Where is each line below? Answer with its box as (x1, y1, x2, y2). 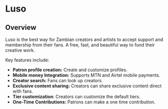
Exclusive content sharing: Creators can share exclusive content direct (12, 83, 162, 89)
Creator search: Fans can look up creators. (12, 78, 103, 83)
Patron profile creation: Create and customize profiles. (12, 67, 128, 73)
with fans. (12, 88, 33, 94)
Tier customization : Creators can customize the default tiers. (12, 94, 141, 99)
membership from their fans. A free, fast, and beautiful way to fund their (5, 42, 155, 48)
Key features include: (5, 57, 49, 63)
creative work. (5, 47, 35, 53)
